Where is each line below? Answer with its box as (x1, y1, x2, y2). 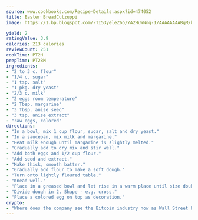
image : (6, 19, 22, 25)
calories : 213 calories (6, 41, 65, 47)
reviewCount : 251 (6, 46, 49, 53)
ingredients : (6, 63, 38, 69)
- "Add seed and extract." (6, 156, 72, 162)
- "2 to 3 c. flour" (6, 68, 57, 74)
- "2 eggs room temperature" (6, 96, 78, 102)
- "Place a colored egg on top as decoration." (6, 194, 126, 200)
